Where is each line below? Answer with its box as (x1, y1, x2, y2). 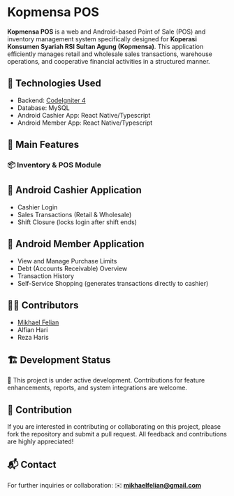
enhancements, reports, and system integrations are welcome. (7, 383, 187, 392)
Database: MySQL (17, 103, 70, 112)
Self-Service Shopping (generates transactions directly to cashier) (17, 279, 209, 287)
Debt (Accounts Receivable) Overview (17, 264, 128, 273)
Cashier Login (17, 202, 58, 211)
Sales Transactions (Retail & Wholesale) (17, 210, 132, 219)
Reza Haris (17, 333, 49, 341)
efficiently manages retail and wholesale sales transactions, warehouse (7, 50, 213, 58)
